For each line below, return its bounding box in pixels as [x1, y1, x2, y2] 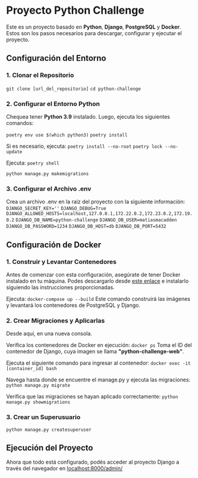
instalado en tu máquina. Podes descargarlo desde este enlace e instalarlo [6, 277, 189, 284]
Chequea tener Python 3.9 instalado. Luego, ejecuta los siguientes [6, 113, 171, 120]
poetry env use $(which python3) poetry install [6, 132, 128, 138]
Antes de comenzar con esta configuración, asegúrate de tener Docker [6, 271, 181, 278]
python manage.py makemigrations [6, 170, 89, 176]
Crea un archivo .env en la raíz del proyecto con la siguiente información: [6, 198, 186, 206]
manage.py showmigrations [6, 399, 70, 405]
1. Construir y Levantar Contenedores [6, 257, 117, 266]
